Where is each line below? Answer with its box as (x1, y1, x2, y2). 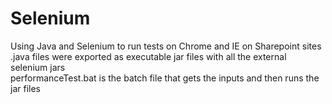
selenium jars (10, 61, 66, 73)
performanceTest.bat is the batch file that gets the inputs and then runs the (10, 72, 320, 84)
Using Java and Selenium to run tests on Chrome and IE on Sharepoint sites (10, 40, 322, 52)
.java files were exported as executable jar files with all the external (10, 50, 287, 62)
